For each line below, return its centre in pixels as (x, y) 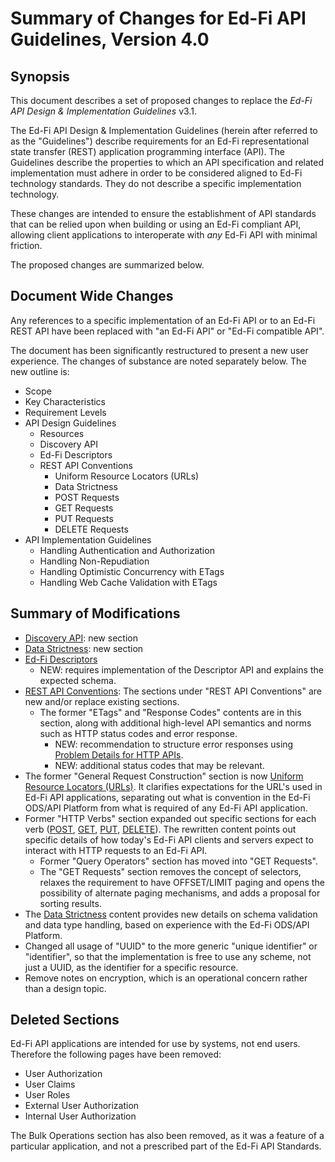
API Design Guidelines (70, 423)
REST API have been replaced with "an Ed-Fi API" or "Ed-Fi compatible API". (167, 331)
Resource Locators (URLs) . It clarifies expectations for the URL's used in (173, 786)
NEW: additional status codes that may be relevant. (159, 765)
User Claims (50, 1084)
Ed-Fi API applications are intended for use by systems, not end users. (155, 1044)
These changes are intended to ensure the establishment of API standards (163, 213)
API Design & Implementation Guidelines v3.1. (103, 111)
